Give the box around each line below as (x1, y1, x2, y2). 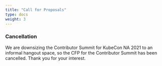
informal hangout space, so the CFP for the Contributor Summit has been (5, 49, 157, 55)
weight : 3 (5, 16, 26, 21)
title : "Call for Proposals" (5, 7, 67, 12)
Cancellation (5, 33, 37, 40)
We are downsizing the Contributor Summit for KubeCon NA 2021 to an (5, 44, 153, 50)
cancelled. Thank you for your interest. (5, 55, 86, 61)
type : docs (5, 12, 28, 17)
